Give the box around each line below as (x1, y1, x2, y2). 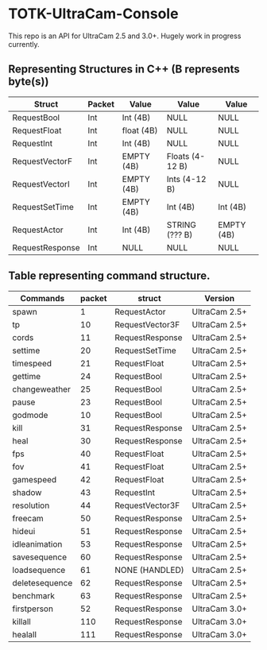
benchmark (12, 590, 56, 601)
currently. (8, 39, 40, 48)
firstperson (12, 603, 54, 614)
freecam (12, 513, 44, 524)
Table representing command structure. (8, 269, 211, 283)
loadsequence (12, 564, 66, 575)
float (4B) (122, 125, 158, 136)
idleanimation (12, 538, 63, 549)
